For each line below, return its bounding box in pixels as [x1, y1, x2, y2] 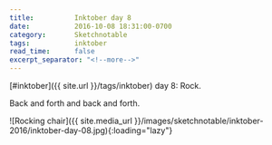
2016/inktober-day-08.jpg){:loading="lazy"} [9, 125, 173, 136]
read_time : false [9, 47, 95, 56]
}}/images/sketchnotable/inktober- [134, 115, 264, 126]
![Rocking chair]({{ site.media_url [9, 115, 133, 126]
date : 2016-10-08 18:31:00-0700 [9, 22, 172, 31]
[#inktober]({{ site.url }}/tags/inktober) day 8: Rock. [9, 81, 202, 91]
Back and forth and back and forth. [9, 98, 141, 109]
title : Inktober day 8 [9, 13, 131, 23]
